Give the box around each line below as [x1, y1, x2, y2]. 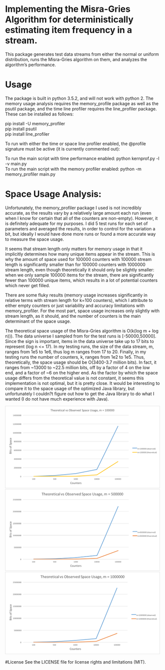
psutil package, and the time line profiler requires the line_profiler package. [5, 106, 157, 112]
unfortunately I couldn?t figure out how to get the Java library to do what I [5, 391, 155, 397]
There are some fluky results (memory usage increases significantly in [5, 292, 148, 298]
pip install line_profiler [5, 131, 50, 137]
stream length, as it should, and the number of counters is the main [5, 313, 141, 319]
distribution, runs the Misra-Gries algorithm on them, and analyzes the [5, 56, 147, 62]
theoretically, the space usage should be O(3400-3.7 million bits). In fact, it [5, 359, 157, 365]
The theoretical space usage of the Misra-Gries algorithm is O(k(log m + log [5, 328, 159, 334]
